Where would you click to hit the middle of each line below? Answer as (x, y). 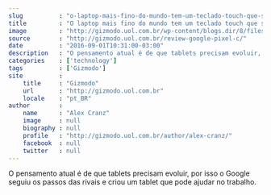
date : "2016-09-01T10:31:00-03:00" (86, 46)
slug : (35, 16)
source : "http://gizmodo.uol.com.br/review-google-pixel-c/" (128, 38)
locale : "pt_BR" (57, 98)
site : (35, 76)
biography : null (52, 128)
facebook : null (52, 143)
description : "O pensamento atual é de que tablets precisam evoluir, (135, 53)
